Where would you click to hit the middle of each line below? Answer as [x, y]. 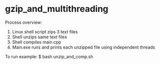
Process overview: [24, 22]
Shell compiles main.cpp [37, 42]
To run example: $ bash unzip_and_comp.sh [49, 56]
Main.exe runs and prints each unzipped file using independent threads [84, 47]
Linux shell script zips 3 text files [45, 32]
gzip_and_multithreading [57, 9]
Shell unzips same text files [39, 37]
